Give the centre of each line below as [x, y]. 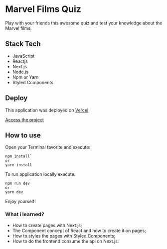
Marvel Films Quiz [43, 9]
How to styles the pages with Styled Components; [64, 236]
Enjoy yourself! [20, 201]
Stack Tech [23, 44]
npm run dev [17, 184]
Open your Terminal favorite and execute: [48, 147]
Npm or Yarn [25, 77]
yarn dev [14, 192]
